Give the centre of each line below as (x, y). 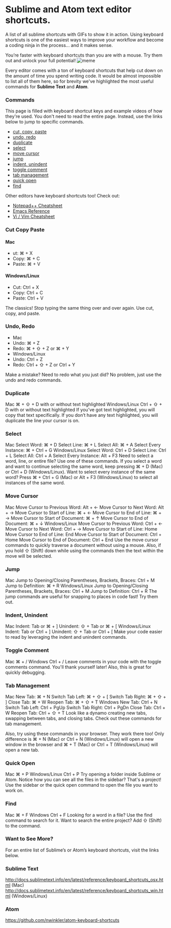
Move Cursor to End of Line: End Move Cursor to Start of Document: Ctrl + (83, 534)
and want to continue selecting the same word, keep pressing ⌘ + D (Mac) (84, 467)
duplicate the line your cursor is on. (43, 421)
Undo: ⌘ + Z (26, 343)
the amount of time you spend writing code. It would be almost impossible (83, 76)
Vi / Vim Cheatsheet (34, 217)
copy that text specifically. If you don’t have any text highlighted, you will (82, 415)
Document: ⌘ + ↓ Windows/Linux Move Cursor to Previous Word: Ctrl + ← (84, 523)
